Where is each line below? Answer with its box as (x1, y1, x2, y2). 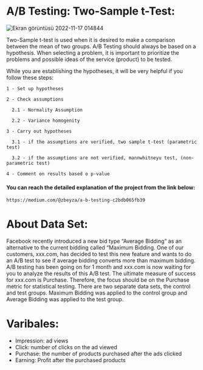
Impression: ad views (15, 337, 69, 344)
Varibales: (6, 317, 60, 331)
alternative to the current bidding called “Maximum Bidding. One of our (6, 244, 184, 251)
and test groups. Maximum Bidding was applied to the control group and (6, 289, 187, 296)
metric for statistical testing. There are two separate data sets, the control (6, 283, 191, 290)
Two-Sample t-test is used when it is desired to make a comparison (6, 36, 175, 43)
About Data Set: (6, 217, 88, 231)
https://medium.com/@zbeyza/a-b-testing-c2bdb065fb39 (6, 197, 146, 203)
